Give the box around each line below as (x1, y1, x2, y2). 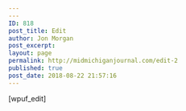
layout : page (8, 49, 52, 57)
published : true (8, 64, 63, 72)
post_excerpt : (8, 42, 56, 50)
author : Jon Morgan (8, 34, 74, 43)
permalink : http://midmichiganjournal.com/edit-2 (8, 57, 179, 65)
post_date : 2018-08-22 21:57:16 (8, 72, 117, 80)
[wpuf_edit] (8, 93, 47, 103)
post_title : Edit (8, 27, 67, 35)
